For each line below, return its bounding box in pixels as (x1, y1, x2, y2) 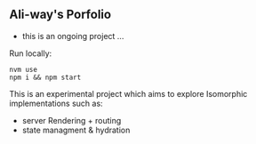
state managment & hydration (21, 124, 131, 135)
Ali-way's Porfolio (9, 7, 112, 22)
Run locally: (9, 48, 52, 59)
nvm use (9, 65, 38, 74)
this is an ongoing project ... (21, 30, 124, 41)
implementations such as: (9, 98, 104, 108)
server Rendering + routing (21, 115, 122, 125)
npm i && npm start (9, 73, 82, 82)
